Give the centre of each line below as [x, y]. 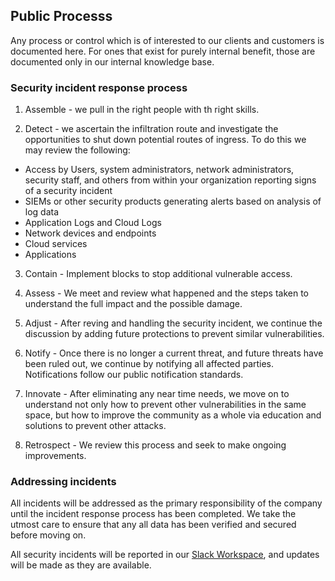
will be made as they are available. [81, 565]
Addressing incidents [63, 482]
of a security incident [68, 191]
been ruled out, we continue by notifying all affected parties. [149, 364]
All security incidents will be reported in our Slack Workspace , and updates [165, 555]
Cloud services [56, 244]
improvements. [55, 456]
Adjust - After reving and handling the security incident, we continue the [173, 323]
